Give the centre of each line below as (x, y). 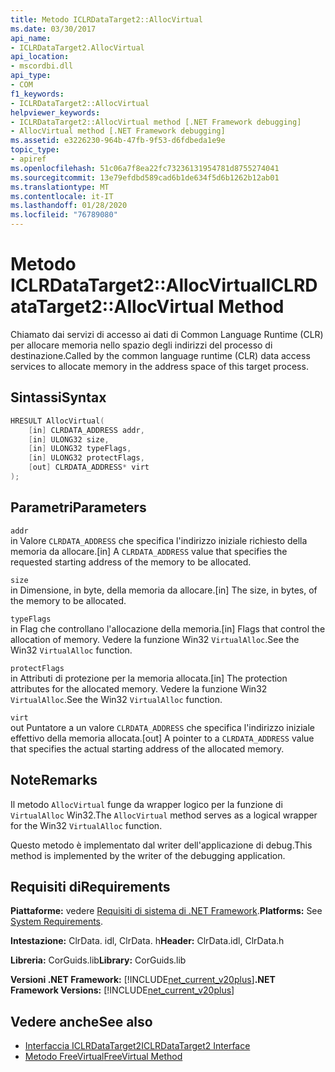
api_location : (40, 57)
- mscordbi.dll (42, 66)
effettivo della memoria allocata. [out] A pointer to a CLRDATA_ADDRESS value (162, 738)
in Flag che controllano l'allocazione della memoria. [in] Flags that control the (168, 628)
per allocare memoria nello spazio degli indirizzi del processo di (141, 345)
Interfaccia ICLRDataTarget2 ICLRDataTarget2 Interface (137, 1046)
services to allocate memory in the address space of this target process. (159, 366)
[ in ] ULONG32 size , (69, 439)
